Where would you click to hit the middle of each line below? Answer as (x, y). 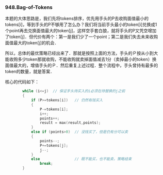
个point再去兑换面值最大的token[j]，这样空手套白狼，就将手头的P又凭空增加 (81, 31)
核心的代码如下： (22, 82)
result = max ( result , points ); (70, 123)
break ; (46, 164)
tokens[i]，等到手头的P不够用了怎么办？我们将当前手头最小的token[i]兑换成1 (81, 25)
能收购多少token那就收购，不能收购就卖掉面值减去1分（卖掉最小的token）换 (81, 59)
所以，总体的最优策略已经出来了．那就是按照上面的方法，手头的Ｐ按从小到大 (81, 53)
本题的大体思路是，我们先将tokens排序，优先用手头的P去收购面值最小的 (77, 19)
